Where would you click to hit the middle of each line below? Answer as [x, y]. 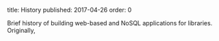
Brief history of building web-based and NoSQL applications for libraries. [110, 23]
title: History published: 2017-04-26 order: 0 [69, 10]
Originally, [21, 30]
